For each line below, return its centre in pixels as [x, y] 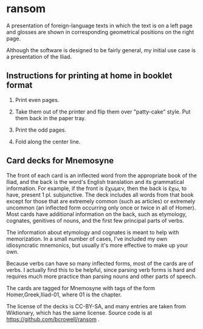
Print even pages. [37, 100]
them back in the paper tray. [50, 118]
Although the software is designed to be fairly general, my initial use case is [101, 50]
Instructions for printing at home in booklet [89, 76]
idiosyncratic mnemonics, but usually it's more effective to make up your [97, 245]
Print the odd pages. [41, 130]
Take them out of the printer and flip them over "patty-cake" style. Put [103, 112]
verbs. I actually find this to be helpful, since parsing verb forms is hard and [101, 270]
